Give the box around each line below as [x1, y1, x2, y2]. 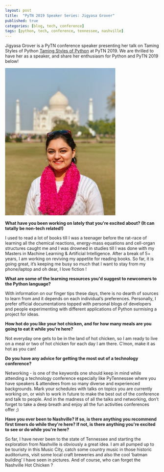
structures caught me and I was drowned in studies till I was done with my [5, 245, 155, 251]
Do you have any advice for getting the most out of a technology [5, 356, 139, 362]
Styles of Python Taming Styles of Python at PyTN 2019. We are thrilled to [5, 48, 154, 54]
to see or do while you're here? [5, 427, 70, 433]
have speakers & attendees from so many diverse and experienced [5, 381, 141, 387]
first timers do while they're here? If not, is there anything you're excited [5, 421, 156, 427]
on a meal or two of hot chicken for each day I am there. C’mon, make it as [5, 341, 156, 347]
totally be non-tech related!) [5, 226, 64, 232]
